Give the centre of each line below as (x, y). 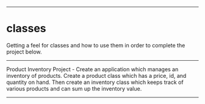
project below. (24, 52)
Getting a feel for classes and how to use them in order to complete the (96, 45)
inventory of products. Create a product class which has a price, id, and (96, 75)
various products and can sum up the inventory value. (74, 88)
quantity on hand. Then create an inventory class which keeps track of (95, 82)
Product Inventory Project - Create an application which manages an (92, 69)
